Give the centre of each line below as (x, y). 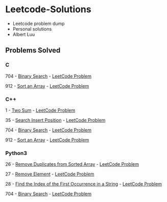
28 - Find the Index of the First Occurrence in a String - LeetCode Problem (84, 184)
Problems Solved (33, 50)
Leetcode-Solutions (48, 9)
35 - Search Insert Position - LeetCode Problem (55, 120)
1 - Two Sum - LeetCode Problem (40, 110)
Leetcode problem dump (39, 23)
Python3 (16, 153)
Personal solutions (32, 29)
